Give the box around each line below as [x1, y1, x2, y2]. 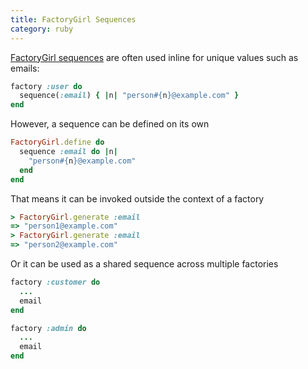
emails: [10, 62, 40, 74]
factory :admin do [10, 323, 87, 333]
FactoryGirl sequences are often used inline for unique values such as [10, 51, 299, 63]
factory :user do [10, 81, 83, 91]
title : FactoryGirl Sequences [10, 14, 137, 25]
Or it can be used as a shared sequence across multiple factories [10, 258, 279, 270]
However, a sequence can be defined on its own [10, 118, 210, 130]
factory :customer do [10, 277, 101, 287]
